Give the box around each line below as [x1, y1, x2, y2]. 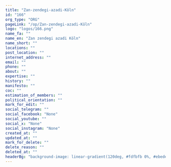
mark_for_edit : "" [5, 102, 44, 107]
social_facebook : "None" [5, 112, 58, 117]
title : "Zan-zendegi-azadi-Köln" [5, 7, 76, 13]
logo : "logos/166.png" [5, 26, 53, 32]
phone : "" [5, 64, 26, 69]
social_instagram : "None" [5, 126, 60, 131]
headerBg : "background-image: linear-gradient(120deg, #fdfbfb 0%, [5, 154, 152, 159]
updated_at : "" [5, 135, 38, 141]
